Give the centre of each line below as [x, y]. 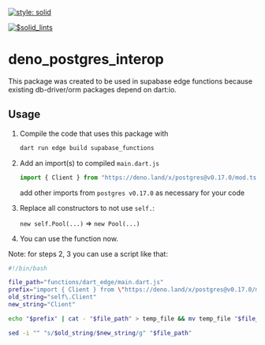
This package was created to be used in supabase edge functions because [131, 81]
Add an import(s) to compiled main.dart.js [90, 163]
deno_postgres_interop [86, 60]
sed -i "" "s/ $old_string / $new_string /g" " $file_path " [100, 333]
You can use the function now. [69, 238]
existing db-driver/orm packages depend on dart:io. [93, 89]
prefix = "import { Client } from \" [67, 290]
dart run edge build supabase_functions [87, 148]
